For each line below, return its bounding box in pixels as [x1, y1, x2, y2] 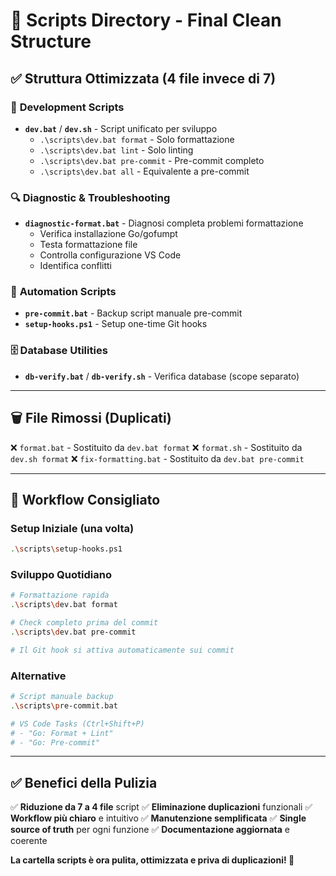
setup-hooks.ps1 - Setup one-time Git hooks [24, 318, 208, 330]
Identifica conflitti [39, 260, 113, 272]
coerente [10, 835, 48, 847]
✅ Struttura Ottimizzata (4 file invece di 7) [10, 70, 277, 87]
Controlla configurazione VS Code [39, 249, 182, 261]
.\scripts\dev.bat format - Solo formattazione [39, 133, 235, 145]
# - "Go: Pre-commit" [10, 737, 101, 748]
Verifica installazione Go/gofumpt [39, 228, 178, 240]
